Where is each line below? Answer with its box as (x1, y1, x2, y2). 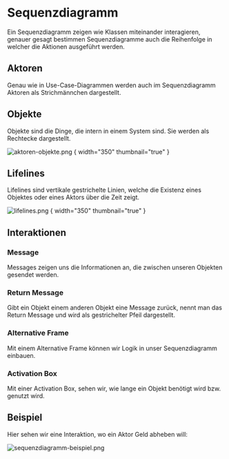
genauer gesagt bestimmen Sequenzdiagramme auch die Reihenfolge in (7, 35, 212, 43)
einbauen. (7, 351, 36, 359)
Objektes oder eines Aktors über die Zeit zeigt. (7, 193, 140, 201)
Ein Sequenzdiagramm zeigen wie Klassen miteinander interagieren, (7, 28, 201, 36)
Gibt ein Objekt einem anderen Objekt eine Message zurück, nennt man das (7, 303, 223, 312)
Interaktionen (7, 226, 67, 238)
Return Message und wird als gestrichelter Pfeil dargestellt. (7, 311, 176, 319)
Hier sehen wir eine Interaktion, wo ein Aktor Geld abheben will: (7, 430, 188, 438)
